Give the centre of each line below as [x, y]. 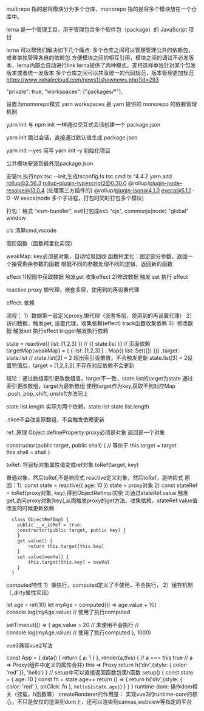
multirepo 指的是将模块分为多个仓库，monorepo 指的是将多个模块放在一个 [99, 9]
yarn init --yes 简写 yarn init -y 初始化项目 [59, 150]
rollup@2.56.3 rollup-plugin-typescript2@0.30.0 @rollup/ [78, 183]
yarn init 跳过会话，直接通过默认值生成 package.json [72, 138]
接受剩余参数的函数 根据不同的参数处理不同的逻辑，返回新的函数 [92, 264]
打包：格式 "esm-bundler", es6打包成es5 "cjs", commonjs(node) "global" [97, 211]
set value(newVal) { [43, 557]
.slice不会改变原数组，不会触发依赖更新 [56, 419]
